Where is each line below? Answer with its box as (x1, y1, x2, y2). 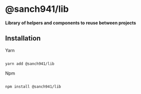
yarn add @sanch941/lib (5, 61, 55, 66)
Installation (5, 34, 41, 43)
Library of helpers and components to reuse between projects (5, 20, 136, 26)
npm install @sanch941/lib (5, 84, 61, 89)
